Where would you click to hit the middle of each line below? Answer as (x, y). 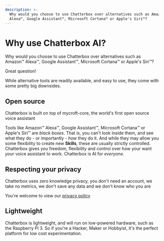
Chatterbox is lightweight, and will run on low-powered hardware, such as (79, 223)
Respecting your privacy (43, 169)
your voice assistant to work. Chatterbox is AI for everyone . (65, 154)
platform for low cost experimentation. (43, 233)
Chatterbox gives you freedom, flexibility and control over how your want (79, 149)
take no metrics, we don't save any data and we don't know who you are (78, 186)
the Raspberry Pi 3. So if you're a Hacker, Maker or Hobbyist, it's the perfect (82, 228)
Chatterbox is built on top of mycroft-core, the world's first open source (77, 113)
